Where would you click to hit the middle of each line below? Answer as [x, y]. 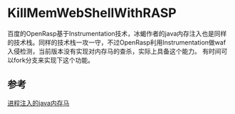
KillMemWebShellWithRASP [92, 13]
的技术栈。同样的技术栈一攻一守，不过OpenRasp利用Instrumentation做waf [117, 42]
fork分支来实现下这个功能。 [54, 60]
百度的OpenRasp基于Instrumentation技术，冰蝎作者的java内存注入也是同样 [117, 33]
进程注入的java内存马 [38, 103]
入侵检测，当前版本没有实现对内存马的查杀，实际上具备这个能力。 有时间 [114, 51]
